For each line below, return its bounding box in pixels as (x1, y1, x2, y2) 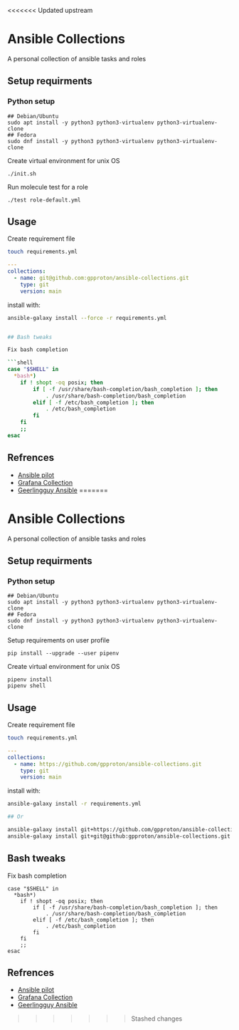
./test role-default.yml (7, 196, 81, 204)
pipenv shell (7, 682, 46, 690)
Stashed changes (131, 1014, 183, 1023)
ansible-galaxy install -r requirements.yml (7, 801, 142, 808)
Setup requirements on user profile (7, 636, 110, 645)
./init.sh (7, 170, 37, 177)
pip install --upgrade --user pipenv (7, 650, 119, 657)
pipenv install (7, 676, 53, 683)
